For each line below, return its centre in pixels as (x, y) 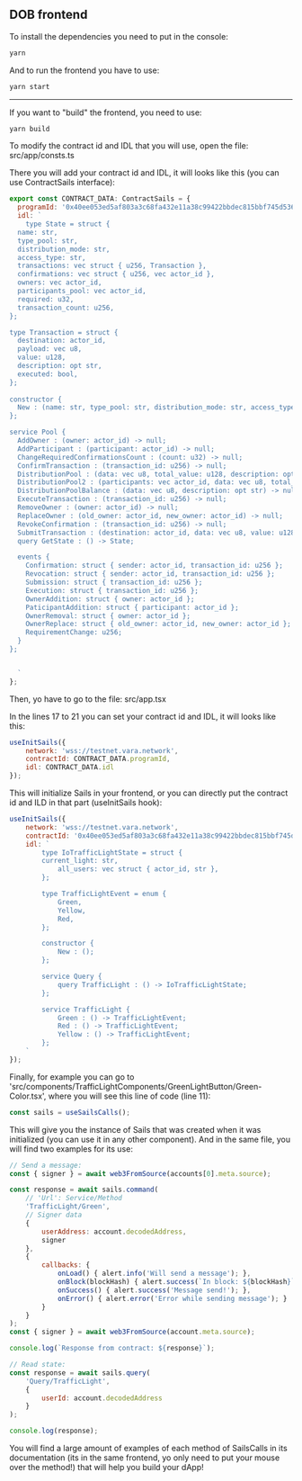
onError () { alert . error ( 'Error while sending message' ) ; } (172, 1298)
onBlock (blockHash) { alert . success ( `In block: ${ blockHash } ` (176, 1282)
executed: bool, (48, 374)
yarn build (30, 129)
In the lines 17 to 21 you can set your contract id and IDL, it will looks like (143, 716)
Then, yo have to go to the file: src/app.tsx (88, 699)
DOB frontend (49, 15)
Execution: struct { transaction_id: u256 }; (112, 590)
